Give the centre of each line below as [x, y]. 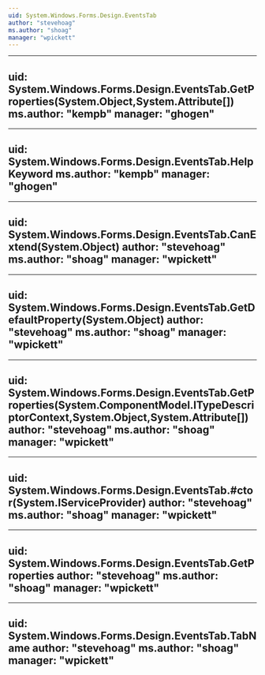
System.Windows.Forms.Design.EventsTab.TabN [132, 636]
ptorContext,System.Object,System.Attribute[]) [129, 418]
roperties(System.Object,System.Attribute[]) [121, 101]
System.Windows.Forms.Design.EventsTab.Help [131, 162]
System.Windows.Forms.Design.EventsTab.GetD [132, 308]
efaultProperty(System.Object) [86, 320]
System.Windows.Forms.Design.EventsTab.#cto [131, 490]
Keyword [31, 174]
